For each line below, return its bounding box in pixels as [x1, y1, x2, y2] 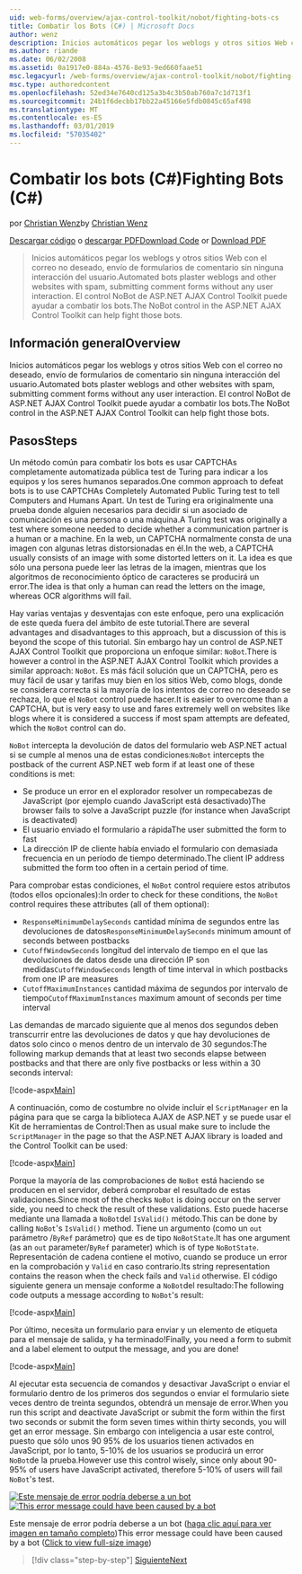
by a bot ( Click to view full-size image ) [9, 1537, 152, 1548]
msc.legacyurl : [9, 72, 67, 81]
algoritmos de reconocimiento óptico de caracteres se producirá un [9, 571, 260, 582]
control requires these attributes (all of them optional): [9, 899, 209, 910]
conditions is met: [9, 769, 75, 780]
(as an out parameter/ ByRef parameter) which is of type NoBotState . [9, 1242, 259, 1253]
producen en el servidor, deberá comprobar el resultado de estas [9, 1185, 252, 1196]
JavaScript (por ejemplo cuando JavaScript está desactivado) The [22, 796, 267, 807]
